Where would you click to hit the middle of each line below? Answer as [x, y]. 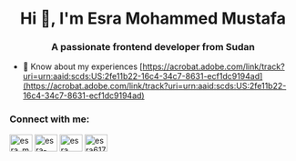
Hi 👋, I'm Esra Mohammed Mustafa [153, 19]
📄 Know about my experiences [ [82, 66]
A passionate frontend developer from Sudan [153, 47]
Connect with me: [50, 119]
